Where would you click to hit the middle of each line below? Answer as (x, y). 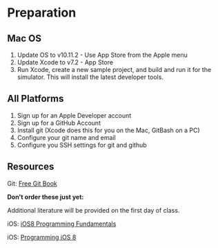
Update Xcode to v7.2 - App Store (65, 62)
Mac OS (24, 38)
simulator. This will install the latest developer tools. (90, 77)
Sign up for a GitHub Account (59, 123)
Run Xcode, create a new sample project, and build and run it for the (114, 70)
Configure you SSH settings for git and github (82, 145)
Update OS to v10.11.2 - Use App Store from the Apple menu (102, 55)
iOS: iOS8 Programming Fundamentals (62, 224)
